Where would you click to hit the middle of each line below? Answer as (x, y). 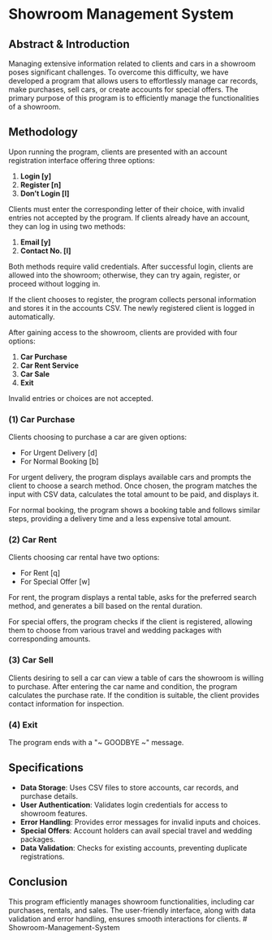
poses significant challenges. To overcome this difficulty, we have (119, 72)
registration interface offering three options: (82, 160)
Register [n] (41, 184)
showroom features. (54, 813)
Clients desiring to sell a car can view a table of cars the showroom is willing (136, 678)
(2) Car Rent (33, 540)
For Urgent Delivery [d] (58, 453)
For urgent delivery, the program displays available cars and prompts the (130, 477)
